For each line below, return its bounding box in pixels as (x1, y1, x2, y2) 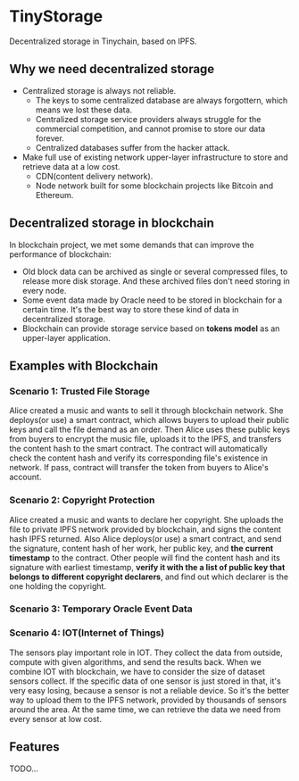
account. (9, 471, 42, 483)
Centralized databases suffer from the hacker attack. (35, 142, 230, 153)
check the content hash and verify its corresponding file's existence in (9, 453, 268, 463)
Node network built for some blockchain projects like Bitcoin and (35, 180, 274, 191)
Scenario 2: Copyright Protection (9, 494, 155, 506)
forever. (35, 132, 64, 144)
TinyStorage (9, 6, 104, 27)
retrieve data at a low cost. (21, 161, 120, 171)
